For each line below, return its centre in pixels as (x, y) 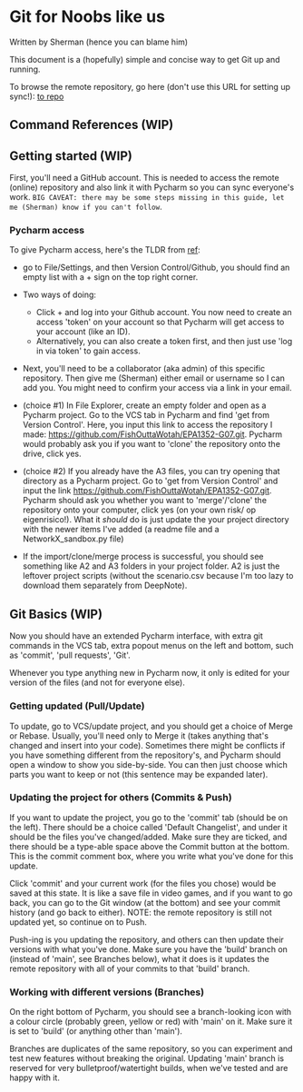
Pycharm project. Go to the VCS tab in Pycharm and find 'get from (146, 415)
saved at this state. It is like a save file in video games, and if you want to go (151, 893)
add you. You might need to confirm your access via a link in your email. (157, 388)
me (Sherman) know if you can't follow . (86, 207)
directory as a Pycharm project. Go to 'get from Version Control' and (150, 481)
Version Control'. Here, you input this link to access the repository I (147, 425)
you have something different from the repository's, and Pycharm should (145, 755)
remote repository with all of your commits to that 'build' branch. (130, 968)
